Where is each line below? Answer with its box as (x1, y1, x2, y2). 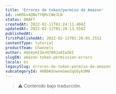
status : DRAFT (5, 17, 36, 22)
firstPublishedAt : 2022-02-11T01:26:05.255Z (5, 36, 102, 41)
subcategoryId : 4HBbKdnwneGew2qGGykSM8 (5, 69, 90, 74)
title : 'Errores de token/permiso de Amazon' (5, 7, 104, 13)
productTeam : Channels (5, 45, 54, 50)
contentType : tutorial (5, 41, 54, 46)
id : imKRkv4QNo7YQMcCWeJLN (5, 12, 63, 17)
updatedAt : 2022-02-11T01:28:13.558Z (5, 26, 86, 32)
